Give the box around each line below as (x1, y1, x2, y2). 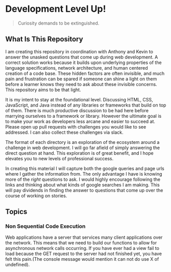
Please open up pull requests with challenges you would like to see (5, 123, 146, 130)
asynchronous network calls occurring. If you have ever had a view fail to (5, 245, 160, 252)
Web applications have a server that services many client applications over (5, 234, 163, 241)
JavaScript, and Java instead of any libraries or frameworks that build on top (5, 102, 166, 108)
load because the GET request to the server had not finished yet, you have (5, 250, 162, 257)
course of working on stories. (5, 193, 67, 199)
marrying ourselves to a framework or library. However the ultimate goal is (5, 113, 162, 119)
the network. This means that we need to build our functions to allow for (5, 240, 157, 246)
